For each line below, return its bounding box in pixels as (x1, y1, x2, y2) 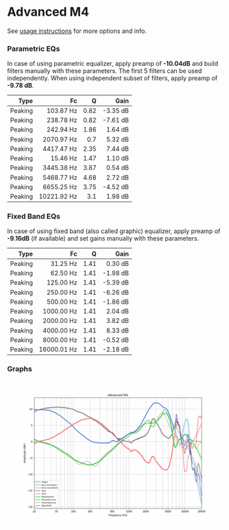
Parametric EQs (7, 44, 60, 53)
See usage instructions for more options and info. (7, 27, 147, 35)
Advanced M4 (7, 4, 89, 20)
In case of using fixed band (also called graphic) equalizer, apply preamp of (7, 227, 221, 235)
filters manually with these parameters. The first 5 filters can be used (7, 67, 202, 75)
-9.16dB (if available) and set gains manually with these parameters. (7, 234, 200, 243)
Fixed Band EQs (7, 211, 60, 221)
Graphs (7, 364, 32, 374)
